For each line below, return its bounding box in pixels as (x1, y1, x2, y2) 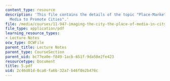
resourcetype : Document (5, 59, 56, 64)
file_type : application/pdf (5, 26, 65, 31)
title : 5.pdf (5, 63, 33, 68)
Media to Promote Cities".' (10, 17, 69, 22)
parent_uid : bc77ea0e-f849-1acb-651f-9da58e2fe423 (5, 54, 114, 59)
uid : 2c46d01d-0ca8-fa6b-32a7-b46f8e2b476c (5, 68, 99, 73)
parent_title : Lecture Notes (5, 45, 67, 50)
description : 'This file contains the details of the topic (5, 12, 135, 17)
